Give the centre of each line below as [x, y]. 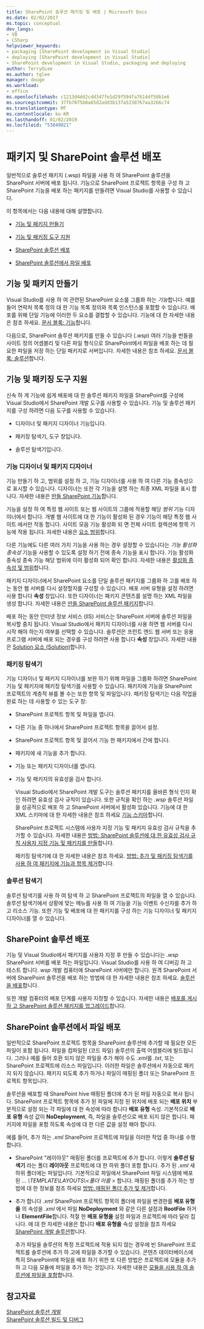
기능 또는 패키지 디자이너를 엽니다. [56, 766]
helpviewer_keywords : [34, 46]
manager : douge [25, 80]
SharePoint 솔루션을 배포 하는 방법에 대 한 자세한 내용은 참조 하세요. [98, 978]
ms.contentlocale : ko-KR [38, 114]
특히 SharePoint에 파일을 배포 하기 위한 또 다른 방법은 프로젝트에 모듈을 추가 [105, 1260]
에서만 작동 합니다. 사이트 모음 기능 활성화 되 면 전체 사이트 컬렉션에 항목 [103, 524]
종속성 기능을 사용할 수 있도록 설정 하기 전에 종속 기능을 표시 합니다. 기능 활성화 [100, 552]
